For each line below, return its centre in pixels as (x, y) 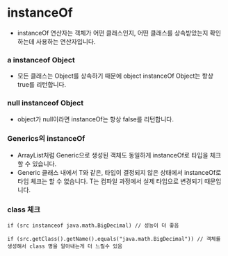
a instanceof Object (41, 60)
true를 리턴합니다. (42, 85)
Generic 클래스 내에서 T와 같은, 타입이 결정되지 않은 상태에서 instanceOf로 (119, 172)
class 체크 (24, 210)
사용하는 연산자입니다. (66, 41)
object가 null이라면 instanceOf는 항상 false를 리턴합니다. (96, 119)
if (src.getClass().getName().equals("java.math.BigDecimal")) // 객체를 (114, 239)
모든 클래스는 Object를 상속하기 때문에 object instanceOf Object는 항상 (115, 76)
